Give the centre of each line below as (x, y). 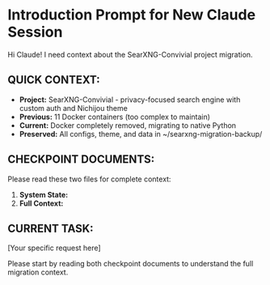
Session (35, 32)
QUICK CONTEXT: (54, 80)
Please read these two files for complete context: (89, 179)
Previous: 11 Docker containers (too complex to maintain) (115, 117)
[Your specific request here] (55, 248)
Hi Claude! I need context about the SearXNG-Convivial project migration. (130, 54)
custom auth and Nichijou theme (74, 108)
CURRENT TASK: (51, 228)
